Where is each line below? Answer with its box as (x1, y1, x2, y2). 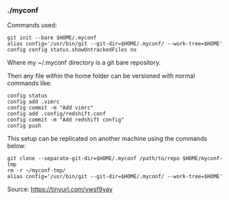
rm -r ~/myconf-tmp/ (7, 167, 67, 174)
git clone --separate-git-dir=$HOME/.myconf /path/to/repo (7, 155, 180, 162)
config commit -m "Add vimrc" (7, 104, 94, 111)
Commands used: (7, 21, 57, 30)
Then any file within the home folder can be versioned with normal (7, 71, 195, 80)
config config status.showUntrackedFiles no (7, 47, 137, 54)
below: (7, 142, 26, 150)
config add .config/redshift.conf (7, 111, 107, 118)
